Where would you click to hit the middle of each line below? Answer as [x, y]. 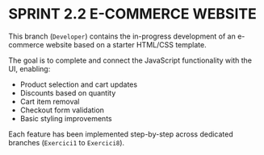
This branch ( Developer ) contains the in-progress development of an [122, 36]
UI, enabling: [29, 68]
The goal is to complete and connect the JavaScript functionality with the [130, 60]
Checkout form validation [62, 110]
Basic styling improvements [66, 118]
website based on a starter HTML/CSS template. [126, 44]
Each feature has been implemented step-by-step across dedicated [121, 134]
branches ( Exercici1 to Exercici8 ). [67, 142]
